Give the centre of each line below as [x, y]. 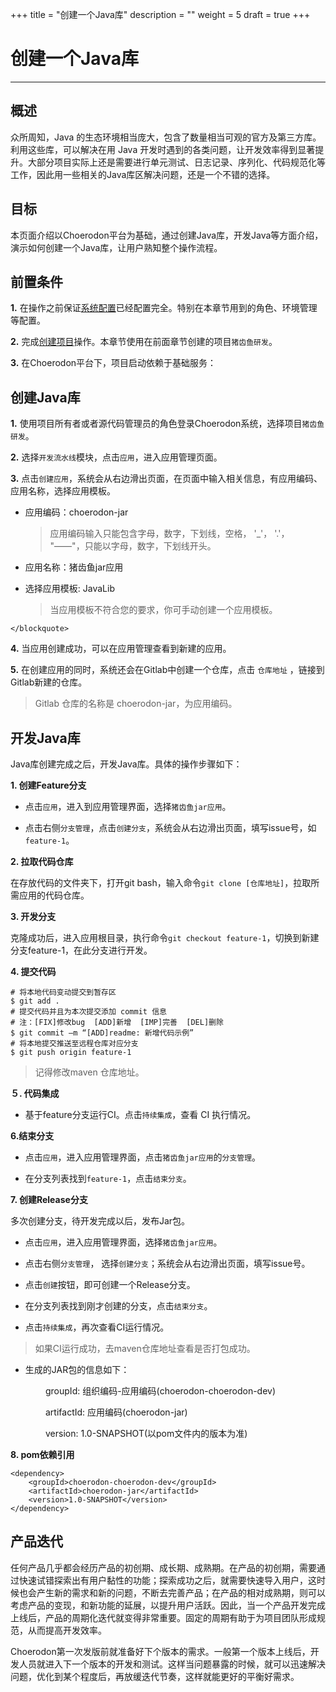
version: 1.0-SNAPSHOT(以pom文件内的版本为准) [146, 1433]
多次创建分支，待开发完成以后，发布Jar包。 [100, 1221]
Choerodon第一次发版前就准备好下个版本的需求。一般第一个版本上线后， [160, 1651]
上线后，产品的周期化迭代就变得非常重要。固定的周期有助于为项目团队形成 [163, 1617]
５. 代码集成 [35, 1093]
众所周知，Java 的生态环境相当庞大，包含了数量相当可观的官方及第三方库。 [166, 137]
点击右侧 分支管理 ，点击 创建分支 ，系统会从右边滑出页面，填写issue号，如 [170, 827]
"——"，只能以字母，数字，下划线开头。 [133, 546]
